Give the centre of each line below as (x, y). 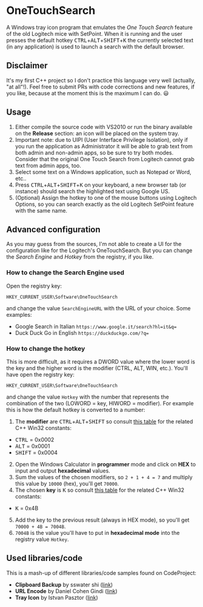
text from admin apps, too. (48, 165)
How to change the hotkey (46, 348)
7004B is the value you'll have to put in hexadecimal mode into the (97, 532)
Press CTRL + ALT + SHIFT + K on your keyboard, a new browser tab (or (101, 185)
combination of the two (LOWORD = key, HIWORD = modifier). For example (100, 403)
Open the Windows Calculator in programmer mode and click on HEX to (105, 464)
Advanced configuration (54, 229)
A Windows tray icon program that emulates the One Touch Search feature (99, 27)
